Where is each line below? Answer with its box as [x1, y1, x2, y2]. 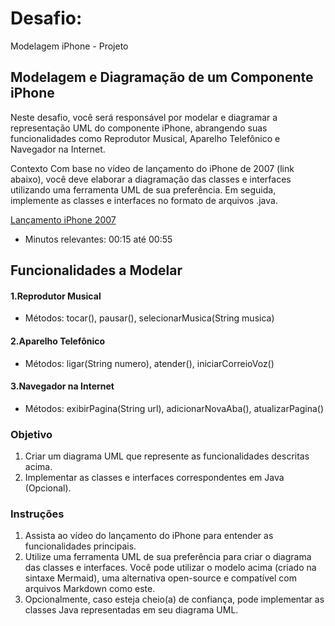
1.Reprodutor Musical [10, 290, 102, 302]
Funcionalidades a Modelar [10, 262, 183, 279]
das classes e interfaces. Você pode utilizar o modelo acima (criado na [24, 562, 317, 574]
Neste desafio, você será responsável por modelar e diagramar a [10, 111, 278, 123]
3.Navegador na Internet [10, 380, 115, 392]
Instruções [10, 507, 65, 521]
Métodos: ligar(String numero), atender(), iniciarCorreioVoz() [24, 357, 275, 369]
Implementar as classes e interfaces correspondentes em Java [24, 472, 285, 484]
